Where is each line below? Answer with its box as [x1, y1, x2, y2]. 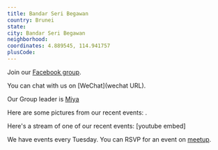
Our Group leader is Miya [7, 94, 79, 103]
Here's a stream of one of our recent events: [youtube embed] [7, 122, 186, 130]
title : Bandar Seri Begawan [7, 10, 89, 17]
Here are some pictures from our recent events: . [7, 108, 148, 117]
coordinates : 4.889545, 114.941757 [7, 42, 111, 49]
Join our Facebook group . [7, 67, 81, 76]
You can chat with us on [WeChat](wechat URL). [7, 81, 146, 90]
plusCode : [7, 49, 36, 56]
